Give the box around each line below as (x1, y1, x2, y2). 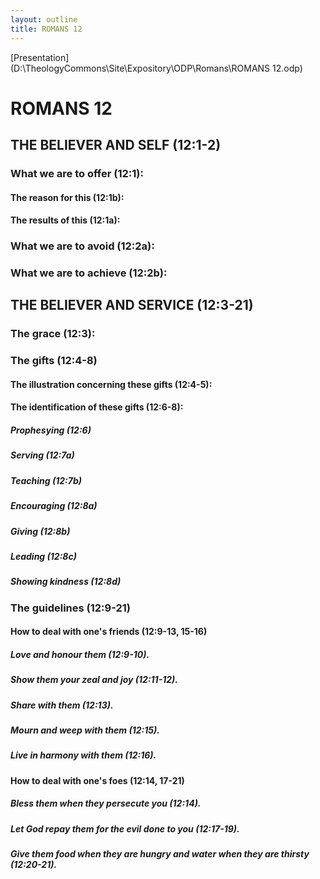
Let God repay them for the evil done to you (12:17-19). (10, 822, 240, 835)
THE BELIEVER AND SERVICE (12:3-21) (10, 297, 254, 314)
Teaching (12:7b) (10, 474, 82, 486)
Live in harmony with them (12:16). (10, 749, 157, 761)
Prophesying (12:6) (10, 424, 92, 436)
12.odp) (272, 62, 303, 74)
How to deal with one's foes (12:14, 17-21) (10, 774, 185, 786)
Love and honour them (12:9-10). (10, 648, 150, 660)
